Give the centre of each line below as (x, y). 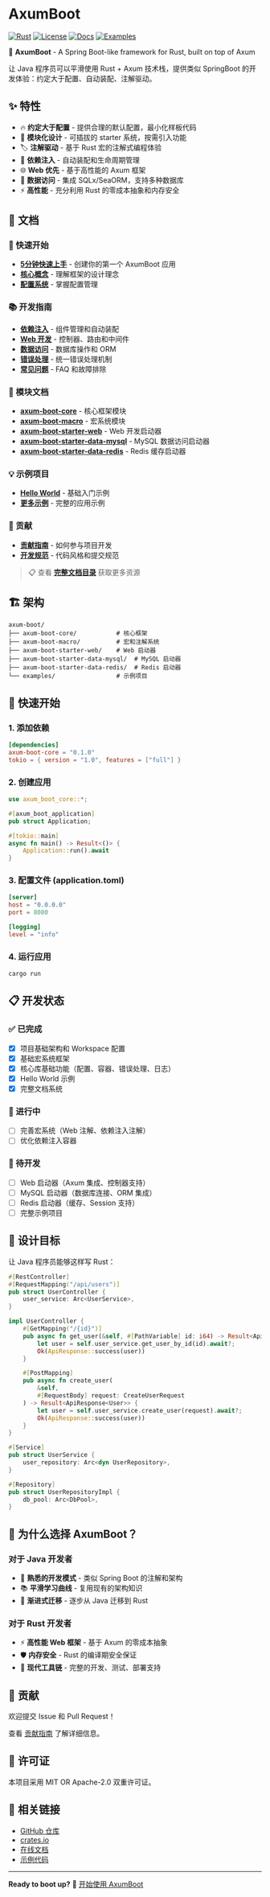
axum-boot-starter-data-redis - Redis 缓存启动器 (103, 451)
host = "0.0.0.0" (37, 905)
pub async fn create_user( (68, 1381)
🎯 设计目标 (34, 1241)
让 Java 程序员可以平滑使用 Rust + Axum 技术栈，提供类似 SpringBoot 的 (129, 68)
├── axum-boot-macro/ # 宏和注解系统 (84, 642)
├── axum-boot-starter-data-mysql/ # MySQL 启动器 (95, 659)
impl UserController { (46, 1321)
